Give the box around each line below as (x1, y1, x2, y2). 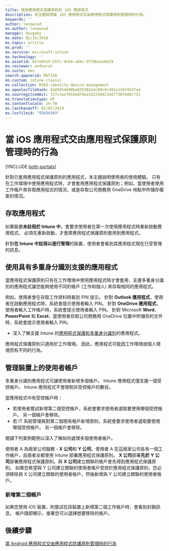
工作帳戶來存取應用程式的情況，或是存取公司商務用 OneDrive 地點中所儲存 (5, 186, 159, 192)
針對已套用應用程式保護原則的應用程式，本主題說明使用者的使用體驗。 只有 (5, 174, 161, 180)
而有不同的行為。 (9, 347, 45, 353)
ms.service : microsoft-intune (5, 49, 69, 54)
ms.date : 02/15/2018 (5, 36, 49, 41)
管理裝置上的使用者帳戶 (5, 363, 78, 372)
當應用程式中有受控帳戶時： (5, 395, 63, 401)
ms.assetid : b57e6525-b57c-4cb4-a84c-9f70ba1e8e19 (5, 59, 114, 64)
